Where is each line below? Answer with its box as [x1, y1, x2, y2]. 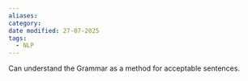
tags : [8, 34, 27, 43]
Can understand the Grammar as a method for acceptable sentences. [8, 63, 241, 73]
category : [8, 19, 42, 27]
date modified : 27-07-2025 [8, 26, 100, 34]
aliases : [8, 11, 38, 20]
